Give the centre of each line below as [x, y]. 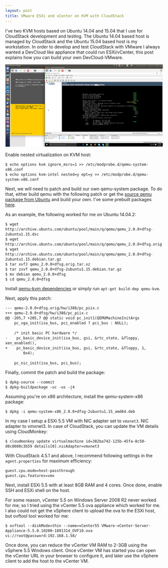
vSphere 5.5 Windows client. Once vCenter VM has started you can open [80, 550]
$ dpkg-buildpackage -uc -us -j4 [40, 387]
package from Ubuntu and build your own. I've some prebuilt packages [78, 199]
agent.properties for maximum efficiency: [49, 461]
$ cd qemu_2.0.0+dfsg [28, 279]
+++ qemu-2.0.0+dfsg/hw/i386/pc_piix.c [47, 313]
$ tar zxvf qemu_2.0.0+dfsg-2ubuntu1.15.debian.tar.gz [63, 269]
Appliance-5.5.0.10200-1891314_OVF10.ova [49, 530]
